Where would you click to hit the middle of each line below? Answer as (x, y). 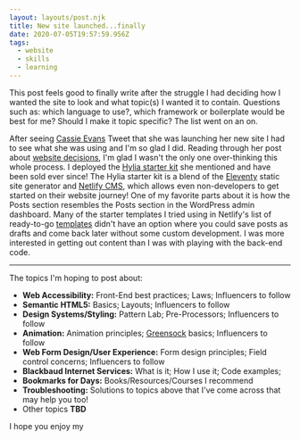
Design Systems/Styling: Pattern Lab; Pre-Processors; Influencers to (150, 314)
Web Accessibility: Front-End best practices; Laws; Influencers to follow (156, 295)
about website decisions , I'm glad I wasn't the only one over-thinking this (144, 157)
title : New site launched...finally (77, 26)
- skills (33, 59)
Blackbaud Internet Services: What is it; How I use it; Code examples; (151, 370)
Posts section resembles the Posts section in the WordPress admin (132, 204)
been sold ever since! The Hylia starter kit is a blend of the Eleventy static (145, 176)
